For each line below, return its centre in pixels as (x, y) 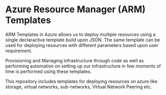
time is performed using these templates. (49, 71)
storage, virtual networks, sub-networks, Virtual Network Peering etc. (79, 87)
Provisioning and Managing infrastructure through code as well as (75, 60)
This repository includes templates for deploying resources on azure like (81, 81)
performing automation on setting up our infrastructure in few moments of (83, 66)
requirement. (19, 51)
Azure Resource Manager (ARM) (75, 9)
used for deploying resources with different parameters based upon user (82, 45)
